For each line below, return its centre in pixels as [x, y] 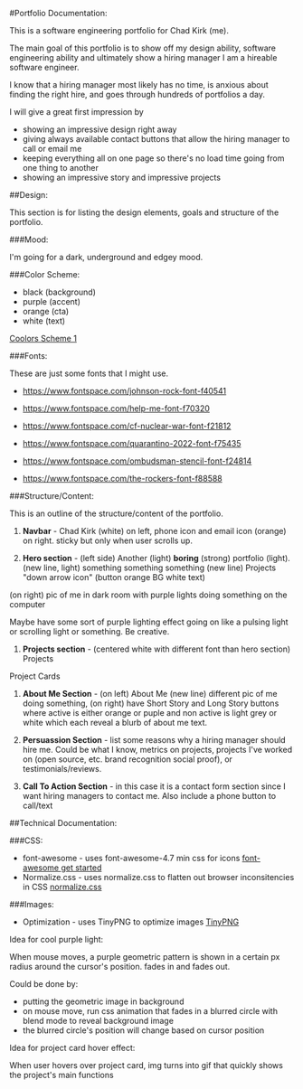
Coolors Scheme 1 [43, 338]
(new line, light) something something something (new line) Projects [149, 568]
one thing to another [61, 168]
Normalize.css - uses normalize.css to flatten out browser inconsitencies [158, 877]
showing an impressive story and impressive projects [122, 177]
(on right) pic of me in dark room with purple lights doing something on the [148, 595]
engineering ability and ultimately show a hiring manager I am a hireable [143, 57]
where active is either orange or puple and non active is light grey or [150, 713]
